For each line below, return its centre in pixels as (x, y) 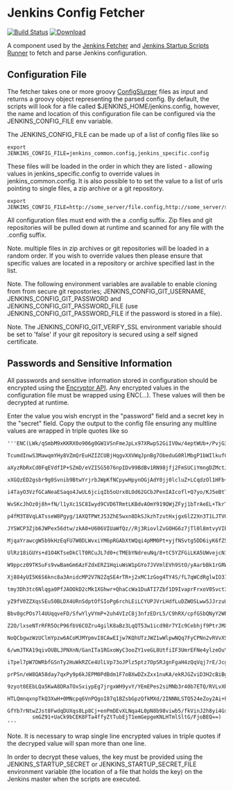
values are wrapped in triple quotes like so (68, 430)
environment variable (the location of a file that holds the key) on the (105, 771)
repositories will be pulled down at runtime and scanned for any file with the (115, 227)
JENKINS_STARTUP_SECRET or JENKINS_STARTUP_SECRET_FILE (102, 764)
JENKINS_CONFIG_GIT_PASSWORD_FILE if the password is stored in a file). (115, 313)
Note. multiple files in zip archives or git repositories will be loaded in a (108, 248)
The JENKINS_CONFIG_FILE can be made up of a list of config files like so (113, 134)
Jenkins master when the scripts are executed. (74, 779)
